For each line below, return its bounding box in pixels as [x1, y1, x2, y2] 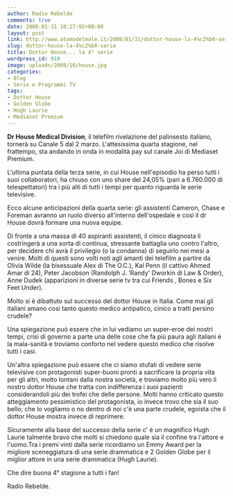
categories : [7, 68, 42, 75]
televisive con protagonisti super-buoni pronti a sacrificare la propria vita [7, 368, 215, 376]
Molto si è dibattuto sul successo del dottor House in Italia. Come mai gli [7, 296, 214, 305]
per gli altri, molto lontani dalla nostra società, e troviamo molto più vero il [7, 375, 217, 384]
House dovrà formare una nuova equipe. [7, 218, 123, 226]
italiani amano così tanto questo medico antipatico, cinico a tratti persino [7, 304, 215, 312]
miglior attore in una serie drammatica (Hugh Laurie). [7, 455, 159, 463]
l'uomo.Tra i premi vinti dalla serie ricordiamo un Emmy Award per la [7, 440, 202, 448]
